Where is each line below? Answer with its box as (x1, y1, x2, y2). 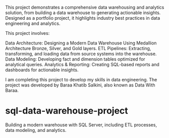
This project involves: (5, 30, 50, 36)
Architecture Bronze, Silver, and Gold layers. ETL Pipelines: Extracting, (5, 45, 151, 51)
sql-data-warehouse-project (5, 105, 129, 117)
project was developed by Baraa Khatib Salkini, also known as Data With (5, 82, 155, 88)
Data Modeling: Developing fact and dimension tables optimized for (5, 56, 145, 62)
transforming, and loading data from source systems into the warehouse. (5, 51, 157, 57)
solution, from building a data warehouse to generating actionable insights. (5, 10, 161, 16)
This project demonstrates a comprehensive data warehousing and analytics (5, 5, 164, 10)
